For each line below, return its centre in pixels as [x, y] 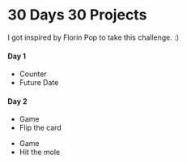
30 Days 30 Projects [77, 15]
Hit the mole [40, 152]
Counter [33, 74]
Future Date [39, 83]
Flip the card [40, 128]
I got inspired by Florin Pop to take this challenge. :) [93, 37]
